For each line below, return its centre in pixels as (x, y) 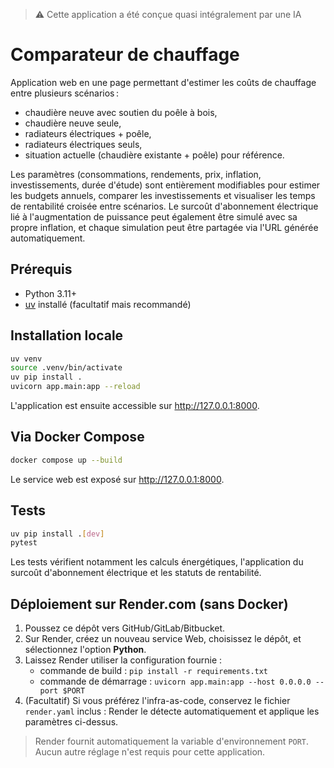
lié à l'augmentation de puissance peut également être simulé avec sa (154, 216)
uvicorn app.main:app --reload (75, 387)
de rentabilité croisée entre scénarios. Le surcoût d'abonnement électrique (164, 206)
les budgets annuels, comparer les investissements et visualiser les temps (163, 195)
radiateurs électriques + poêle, (88, 133)
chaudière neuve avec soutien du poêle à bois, (121, 112)
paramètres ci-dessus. (71, 722)
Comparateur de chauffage (125, 55)
